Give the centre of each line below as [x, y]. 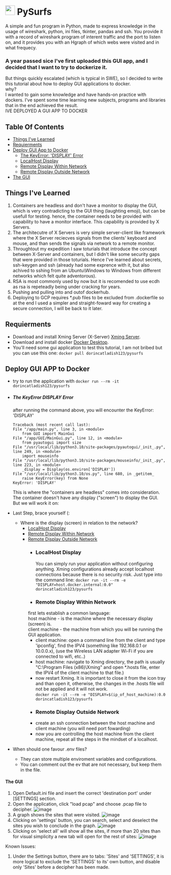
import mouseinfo [40, 456]
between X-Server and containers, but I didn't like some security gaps [86, 254]
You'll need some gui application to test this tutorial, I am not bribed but [88, 347]
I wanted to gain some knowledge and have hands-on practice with [76, 95]
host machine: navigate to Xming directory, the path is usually [100, 662]
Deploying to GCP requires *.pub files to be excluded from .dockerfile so [88, 297]
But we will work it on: [36, 503]
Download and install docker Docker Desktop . [61, 342]
